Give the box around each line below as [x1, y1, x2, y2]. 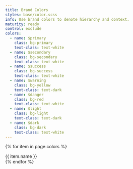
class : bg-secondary [14, 54, 57, 60]
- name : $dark [10, 120, 39, 125]
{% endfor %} [5, 159, 34, 165]
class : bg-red [14, 97, 44, 102]
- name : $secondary [10, 50, 51, 55]
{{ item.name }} [5, 153, 37, 159]
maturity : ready [5, 21, 39, 27]
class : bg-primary [14, 40, 53, 46]
